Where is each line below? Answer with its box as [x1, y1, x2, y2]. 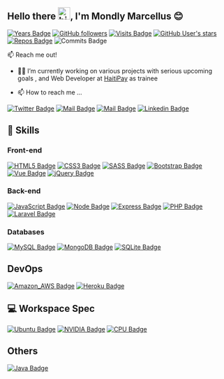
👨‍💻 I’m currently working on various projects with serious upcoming [17, 66, 213, 75]
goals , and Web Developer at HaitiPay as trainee [17, 74, 158, 83]
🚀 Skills [7, 124, 40, 136]
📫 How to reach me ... [17, 88, 82, 96]
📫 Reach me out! [7, 50, 57, 59]
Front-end [7, 145, 43, 155]
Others [7, 345, 38, 357]
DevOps [7, 263, 43, 275]
